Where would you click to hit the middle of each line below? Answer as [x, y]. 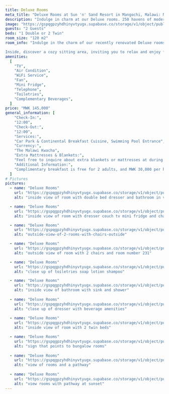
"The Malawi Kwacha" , [37, 151]
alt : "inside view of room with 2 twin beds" [63, 328]
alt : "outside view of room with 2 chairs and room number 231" [83, 253]
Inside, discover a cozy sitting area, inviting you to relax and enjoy [83, 52]
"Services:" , [28, 136]
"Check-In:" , [28, 118]
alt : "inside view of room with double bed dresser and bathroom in [88, 198]
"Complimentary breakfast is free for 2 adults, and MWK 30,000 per [88, 169]
